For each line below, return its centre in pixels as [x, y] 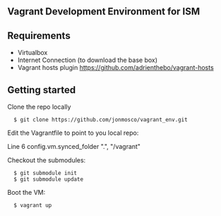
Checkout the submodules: [47, 160]
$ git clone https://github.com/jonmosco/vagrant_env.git [101, 120]
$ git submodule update [48, 179]
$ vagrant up [33, 205]
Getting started [42, 90]
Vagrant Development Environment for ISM [104, 12]
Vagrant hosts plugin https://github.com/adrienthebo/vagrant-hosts [115, 68]
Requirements [39, 36]
